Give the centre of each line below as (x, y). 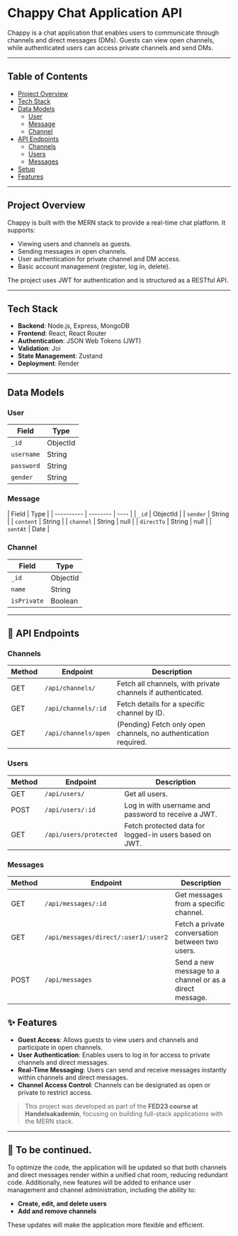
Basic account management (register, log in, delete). (94, 266)
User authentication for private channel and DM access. (99, 259)
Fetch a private (200, 924)
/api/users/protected (81, 834)
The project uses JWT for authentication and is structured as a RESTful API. (118, 280)
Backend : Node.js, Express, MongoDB (73, 326)
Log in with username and (167, 805)
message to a (197, 970)
